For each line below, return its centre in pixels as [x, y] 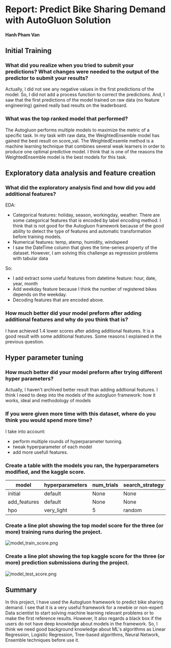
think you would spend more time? [49, 420]
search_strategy [144, 485]
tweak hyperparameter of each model [52, 447]
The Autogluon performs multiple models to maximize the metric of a [78, 130]
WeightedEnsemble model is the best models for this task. [66, 157]
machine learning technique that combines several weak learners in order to [85, 146]
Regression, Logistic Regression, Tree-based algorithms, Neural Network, [82, 635]
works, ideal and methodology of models [48, 401]
